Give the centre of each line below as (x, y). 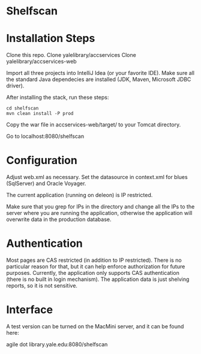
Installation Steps (51, 39)
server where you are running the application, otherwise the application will (99, 213)
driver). (15, 86)
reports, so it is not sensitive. (42, 285)
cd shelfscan (22, 108)
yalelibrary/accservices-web (41, 62)
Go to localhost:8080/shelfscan (45, 137)
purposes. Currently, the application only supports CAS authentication (93, 273)
